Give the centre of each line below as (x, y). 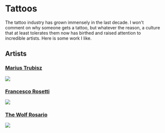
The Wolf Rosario (27, 115)
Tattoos (21, 9)
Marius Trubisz (24, 68)
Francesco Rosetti (27, 91)
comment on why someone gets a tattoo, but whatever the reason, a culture (82, 27)
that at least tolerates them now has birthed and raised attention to (73, 33)
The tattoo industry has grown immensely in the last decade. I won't (75, 22)
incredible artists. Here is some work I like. (48, 38)
